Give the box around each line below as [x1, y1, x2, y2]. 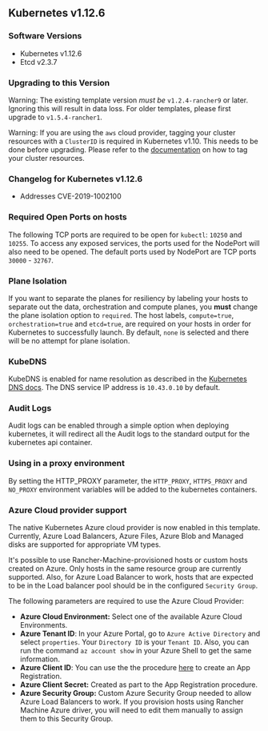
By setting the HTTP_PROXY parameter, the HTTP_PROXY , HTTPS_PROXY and [8, 476, 248, 485]
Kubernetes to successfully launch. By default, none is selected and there [8, 327, 250, 337]
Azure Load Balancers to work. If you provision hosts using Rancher [19, 697, 244, 707]
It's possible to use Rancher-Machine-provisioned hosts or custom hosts [8, 556, 248, 565]
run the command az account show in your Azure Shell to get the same [19, 646, 252, 656]
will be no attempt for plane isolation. [8, 335, 130, 345]
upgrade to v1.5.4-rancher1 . [8, 112, 102, 122]
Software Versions [8, 30, 82, 42]
